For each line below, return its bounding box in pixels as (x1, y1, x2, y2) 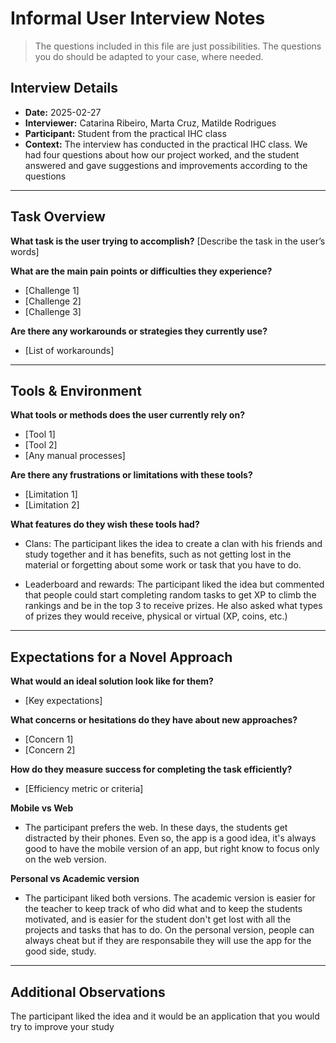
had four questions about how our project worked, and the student (24, 148, 300, 161)
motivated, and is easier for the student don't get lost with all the (24, 913, 292, 926)
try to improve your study (10, 1021, 115, 1032)
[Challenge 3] (24, 305, 82, 317)
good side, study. (24, 945, 97, 957)
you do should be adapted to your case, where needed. (34, 50, 264, 62)
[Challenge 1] (24, 284, 80, 296)
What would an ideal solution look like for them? (10, 675, 214, 687)
